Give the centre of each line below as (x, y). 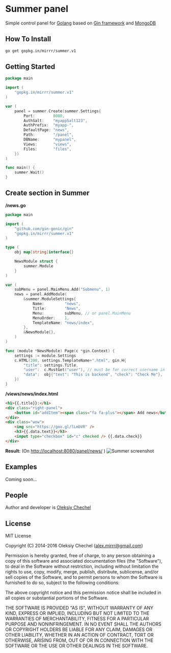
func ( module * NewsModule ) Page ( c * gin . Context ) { (60, 351)
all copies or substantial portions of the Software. (57, 598)
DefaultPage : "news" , (47, 130)
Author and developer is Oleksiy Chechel (48, 508)
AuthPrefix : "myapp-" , (49, 125)
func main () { (20, 168)
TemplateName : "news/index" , (63, 323)
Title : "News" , (56, 308)
